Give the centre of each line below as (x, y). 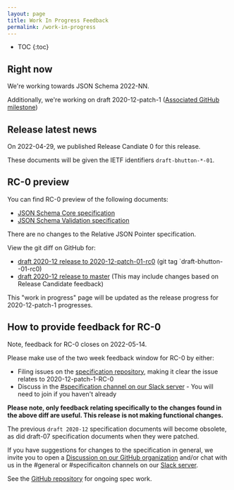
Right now (30, 69)
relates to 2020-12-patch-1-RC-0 (66, 379)
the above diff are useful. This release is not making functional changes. (115, 415)
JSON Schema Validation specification (73, 220)
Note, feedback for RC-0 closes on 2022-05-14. (77, 344)
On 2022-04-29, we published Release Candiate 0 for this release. (104, 146)
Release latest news (52, 129)
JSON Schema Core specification (66, 213)
